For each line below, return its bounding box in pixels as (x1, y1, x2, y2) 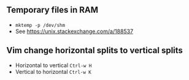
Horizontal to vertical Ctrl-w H (15, 61, 92, 69)
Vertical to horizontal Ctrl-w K (15, 68, 92, 75)
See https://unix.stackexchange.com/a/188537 (15, 27, 134, 35)
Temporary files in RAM (6, 5, 99, 15)
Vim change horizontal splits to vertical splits (6, 45, 183, 56)
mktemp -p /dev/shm (15, 22, 66, 28)
